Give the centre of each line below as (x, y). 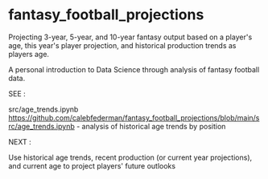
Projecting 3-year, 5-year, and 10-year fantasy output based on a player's (130, 37)
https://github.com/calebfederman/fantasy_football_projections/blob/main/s (134, 117)
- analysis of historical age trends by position (151, 126)
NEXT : (20, 141)
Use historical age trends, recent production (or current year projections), (130, 157)
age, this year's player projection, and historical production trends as (122, 45)
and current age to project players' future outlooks (92, 165)
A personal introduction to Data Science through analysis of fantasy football (134, 69)
